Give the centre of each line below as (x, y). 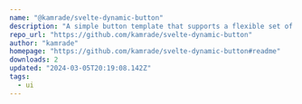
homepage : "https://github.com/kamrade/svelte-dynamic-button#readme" (145, 52)
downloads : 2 (34, 60)
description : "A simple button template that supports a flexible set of (151, 26)
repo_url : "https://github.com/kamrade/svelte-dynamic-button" (131, 34)
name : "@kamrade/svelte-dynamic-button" (87, 18)
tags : (19, 77)
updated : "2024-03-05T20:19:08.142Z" (80, 69)
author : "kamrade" (44, 43)
